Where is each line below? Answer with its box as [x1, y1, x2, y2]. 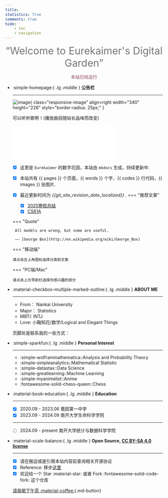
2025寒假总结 [27, 203, 56, 209]
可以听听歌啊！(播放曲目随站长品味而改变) [12, 115, 99, 121]
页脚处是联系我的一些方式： [12, 330, 70, 336]
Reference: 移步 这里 [19, 464, 61, 470]
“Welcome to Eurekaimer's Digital [5, 45, 163, 57]
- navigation [14, 31, 41, 36]
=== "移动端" [12, 246, 40, 252]
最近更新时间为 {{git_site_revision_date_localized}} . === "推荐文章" [19, 192, 160, 198]
